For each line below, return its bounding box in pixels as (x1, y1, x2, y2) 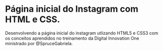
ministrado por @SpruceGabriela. (5, 40, 73, 46)
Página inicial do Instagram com (5, 3, 139, 15)
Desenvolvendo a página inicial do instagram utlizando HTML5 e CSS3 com (5, 30, 159, 36)
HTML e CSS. (5, 14, 61, 25)
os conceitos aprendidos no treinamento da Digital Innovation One (5, 35, 139, 41)
